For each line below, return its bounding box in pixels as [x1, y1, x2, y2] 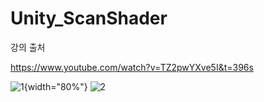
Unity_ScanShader [10, 7, 168, 30]
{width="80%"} [23, 80, 88, 92]
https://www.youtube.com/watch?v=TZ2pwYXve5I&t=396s [10, 61, 254, 73]
